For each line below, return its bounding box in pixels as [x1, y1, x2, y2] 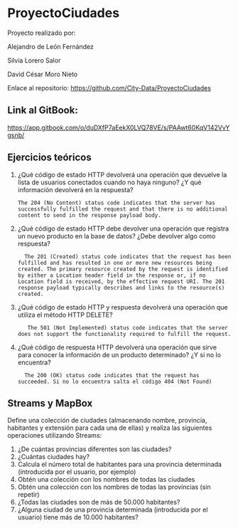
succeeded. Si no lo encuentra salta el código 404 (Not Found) [17, 378, 212, 385]
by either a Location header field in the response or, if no [17, 272, 206, 279]
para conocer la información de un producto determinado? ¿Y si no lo [17, 350, 222, 359]
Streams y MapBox [7, 397, 93, 409]
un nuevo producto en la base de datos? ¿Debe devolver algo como [17, 231, 216, 240]
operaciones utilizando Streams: [7, 431, 102, 440]
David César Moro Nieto [7, 70, 78, 78]
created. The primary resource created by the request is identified [17, 265, 229, 273]
